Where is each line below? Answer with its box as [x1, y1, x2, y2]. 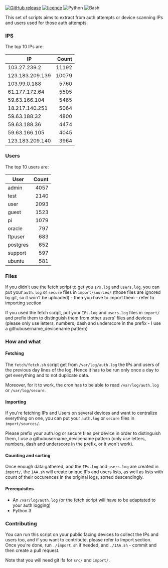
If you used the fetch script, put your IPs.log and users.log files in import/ [5, 309, 160, 315]
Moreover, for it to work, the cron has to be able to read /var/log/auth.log [5, 382, 159, 388]
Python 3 [12, 507, 32, 513]
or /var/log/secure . [5, 388, 46, 394]
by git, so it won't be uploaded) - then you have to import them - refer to [5, 294, 154, 300]
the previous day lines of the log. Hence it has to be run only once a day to [5, 367, 159, 373]
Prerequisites [5, 486, 34, 492]
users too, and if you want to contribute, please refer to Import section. [5, 536, 152, 542]
